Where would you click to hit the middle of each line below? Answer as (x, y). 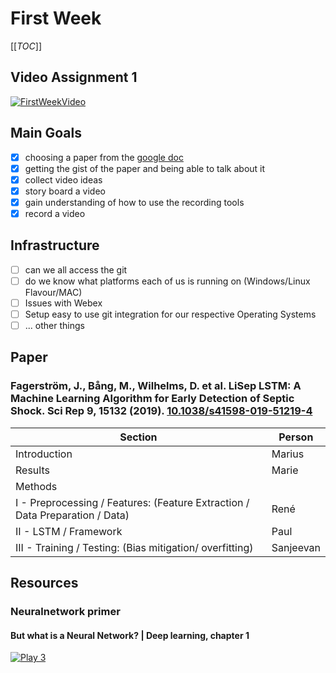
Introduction (44, 454)
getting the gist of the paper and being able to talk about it (145, 168)
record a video (55, 213)
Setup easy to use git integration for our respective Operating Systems (170, 314)
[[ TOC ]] (26, 46)
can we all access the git (76, 269)
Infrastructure (55, 245)
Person (296, 437)
